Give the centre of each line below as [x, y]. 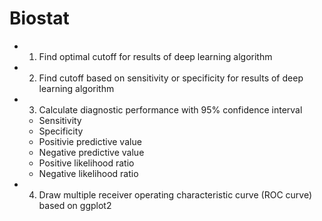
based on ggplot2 [75, 205]
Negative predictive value [91, 152]
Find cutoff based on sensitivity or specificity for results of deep [171, 78]
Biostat [39, 18]
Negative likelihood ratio [88, 173]
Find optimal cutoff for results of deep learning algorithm [155, 56]
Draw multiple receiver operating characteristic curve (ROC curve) [175, 194]
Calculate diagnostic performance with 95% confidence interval [170, 109]
